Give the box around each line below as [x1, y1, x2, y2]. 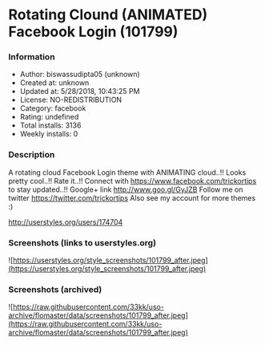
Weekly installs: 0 [19, 129, 78, 139]
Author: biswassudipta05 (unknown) [19, 70, 140, 79]
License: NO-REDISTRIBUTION [19, 95, 122, 105]
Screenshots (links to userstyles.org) [8, 237, 157, 248]
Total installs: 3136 [19, 120, 82, 130]
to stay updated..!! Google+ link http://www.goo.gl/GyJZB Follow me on [8, 185, 243, 194]
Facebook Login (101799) [8, 22, 179, 41]
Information [8, 51, 55, 63]
